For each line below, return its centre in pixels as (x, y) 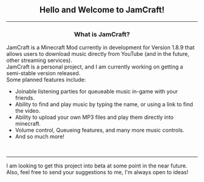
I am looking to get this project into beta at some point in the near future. (97, 166)
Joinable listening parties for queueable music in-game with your (96, 92)
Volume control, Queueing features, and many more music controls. (100, 130)
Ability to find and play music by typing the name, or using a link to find (104, 104)
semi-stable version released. (43, 73)
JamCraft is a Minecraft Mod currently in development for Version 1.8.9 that (100, 47)
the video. (28, 111)
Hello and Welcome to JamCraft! (102, 10)
